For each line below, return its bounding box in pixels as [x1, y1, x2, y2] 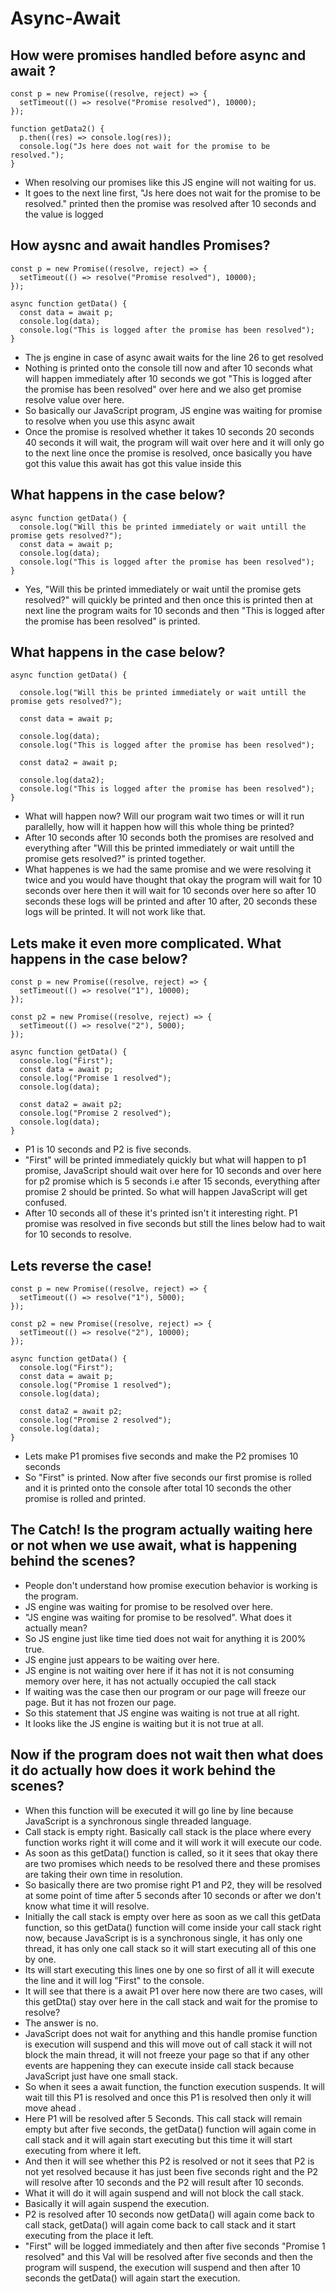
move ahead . [24, 2102, 82, 2114]
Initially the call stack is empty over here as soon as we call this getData [24, 1910, 322, 1922]
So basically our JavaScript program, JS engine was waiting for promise [24, 404, 323, 416]
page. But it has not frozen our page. [24, 1696, 177, 1708]
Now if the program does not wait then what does [10, 1747, 324, 1764]
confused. [24, 1197, 68, 1209]
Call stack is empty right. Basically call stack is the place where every [24, 1825, 312, 1837]
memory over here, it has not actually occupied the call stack [24, 1675, 277, 1687]
